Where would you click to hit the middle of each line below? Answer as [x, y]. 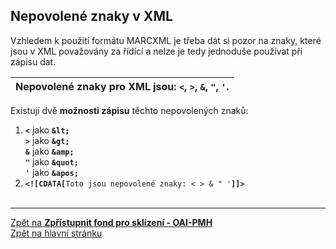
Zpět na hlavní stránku [56, 233]
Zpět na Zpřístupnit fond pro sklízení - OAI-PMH [111, 222]
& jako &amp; [49, 151]
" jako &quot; [51, 161]
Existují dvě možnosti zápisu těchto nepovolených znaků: [129, 110]
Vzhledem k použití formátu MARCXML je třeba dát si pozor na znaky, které [166, 40]
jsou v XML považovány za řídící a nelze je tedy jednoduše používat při [156, 51]
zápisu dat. [33, 61]
